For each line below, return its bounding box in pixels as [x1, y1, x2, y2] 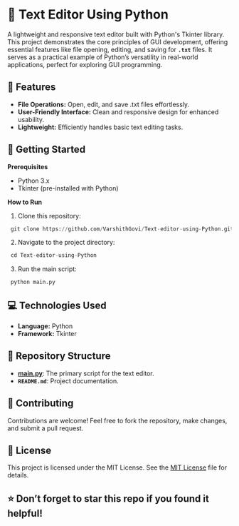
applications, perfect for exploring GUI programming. [7, 60, 163, 69]
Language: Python [17, 322, 73, 330]
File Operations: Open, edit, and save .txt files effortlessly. [17, 100, 190, 108]
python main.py [10, 278, 55, 286]
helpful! [7, 507, 43, 520]
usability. [17, 115, 45, 123]
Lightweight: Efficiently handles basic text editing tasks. [17, 123, 184, 131]
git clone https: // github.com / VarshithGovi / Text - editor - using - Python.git [10, 225, 234, 233]
